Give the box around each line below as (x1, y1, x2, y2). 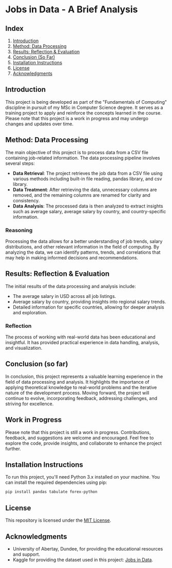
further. (5, 445, 22, 451)
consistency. (12, 197, 40, 203)
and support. (12, 551, 40, 557)
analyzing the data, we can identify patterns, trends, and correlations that (5, 249, 161, 255)
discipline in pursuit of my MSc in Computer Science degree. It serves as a (5, 104, 163, 110)
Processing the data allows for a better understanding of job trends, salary (5, 238, 163, 244)
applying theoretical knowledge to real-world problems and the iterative (5, 384, 157, 390)
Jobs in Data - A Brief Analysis (5, 4, 138, 15)
